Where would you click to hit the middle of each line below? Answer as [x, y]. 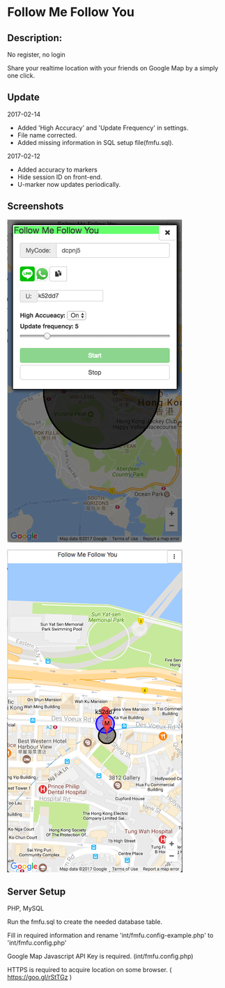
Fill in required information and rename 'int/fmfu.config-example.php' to [110, 936]
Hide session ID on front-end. [60, 177]
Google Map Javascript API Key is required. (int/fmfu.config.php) [100, 957]
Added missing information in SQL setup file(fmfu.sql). [95, 142]
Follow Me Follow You [71, 12]
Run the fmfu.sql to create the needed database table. [85, 922]
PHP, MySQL [25, 909]
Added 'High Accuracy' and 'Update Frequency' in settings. [103, 128]
